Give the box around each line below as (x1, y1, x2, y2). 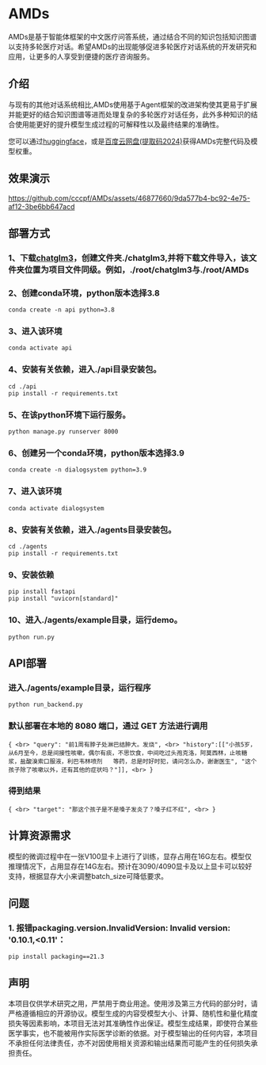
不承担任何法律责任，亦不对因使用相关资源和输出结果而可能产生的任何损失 (8, 1039, 251, 1048)
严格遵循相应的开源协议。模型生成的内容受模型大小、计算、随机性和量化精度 (8, 1009, 258, 1018)
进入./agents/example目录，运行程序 (8, 682, 151, 693)
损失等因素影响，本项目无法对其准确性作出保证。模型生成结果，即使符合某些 (8, 1019, 258, 1029)
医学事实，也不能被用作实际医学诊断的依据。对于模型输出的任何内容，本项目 (8, 1029, 258, 1038)
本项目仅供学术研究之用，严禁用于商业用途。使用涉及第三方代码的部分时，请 (8, 999, 258, 1009)
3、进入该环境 (8, 326, 63, 337)
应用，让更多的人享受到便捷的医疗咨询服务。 (8, 52, 154, 61)
